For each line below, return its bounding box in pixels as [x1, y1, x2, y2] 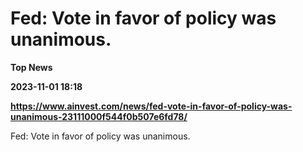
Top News [10, 61, 53, 73]
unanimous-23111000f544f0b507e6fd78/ [10, 110, 188, 122]
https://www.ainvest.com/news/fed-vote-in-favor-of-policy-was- [10, 100, 293, 112]
